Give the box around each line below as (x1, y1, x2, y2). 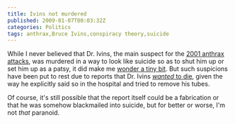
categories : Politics (7, 23, 71, 30)
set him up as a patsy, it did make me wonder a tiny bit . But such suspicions (7, 64, 228, 73)
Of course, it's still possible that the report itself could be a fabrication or (7, 94, 219, 102)
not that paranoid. (7, 108, 60, 117)
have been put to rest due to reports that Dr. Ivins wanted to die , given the (7, 72, 223, 81)
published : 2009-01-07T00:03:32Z (7, 17, 106, 24)
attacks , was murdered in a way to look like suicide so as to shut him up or (7, 57, 224, 66)
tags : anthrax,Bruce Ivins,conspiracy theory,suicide (7, 30, 170, 38)
